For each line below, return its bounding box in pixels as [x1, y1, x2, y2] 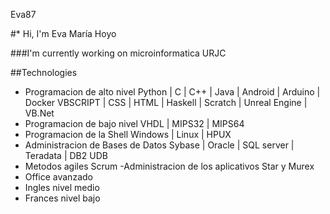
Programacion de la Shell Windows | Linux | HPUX [24, 129, 232, 140]
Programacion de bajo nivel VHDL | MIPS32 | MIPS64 [24, 118, 245, 129]
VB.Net [24, 107, 55, 119]
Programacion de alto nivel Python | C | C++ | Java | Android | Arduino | [24, 86, 321, 98]
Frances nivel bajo [24, 192, 101, 204]
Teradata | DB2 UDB [24, 150, 108, 161]
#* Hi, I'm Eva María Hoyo [10, 28, 117, 39]
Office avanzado [24, 171, 93, 183]
